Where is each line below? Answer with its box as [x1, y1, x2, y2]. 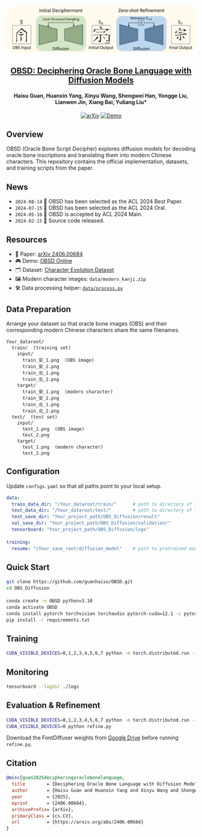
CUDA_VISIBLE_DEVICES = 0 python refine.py [6, 723, 112, 729]
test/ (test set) [11, 414, 58, 420]
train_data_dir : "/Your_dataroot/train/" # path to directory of [11, 501, 192, 507]
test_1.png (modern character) [22, 444, 103, 450]
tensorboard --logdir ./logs [6, 684, 79, 690]
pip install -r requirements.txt [6, 617, 90, 623]
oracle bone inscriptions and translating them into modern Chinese [6, 152, 172, 159]
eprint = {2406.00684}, [11, 800, 87, 806]
